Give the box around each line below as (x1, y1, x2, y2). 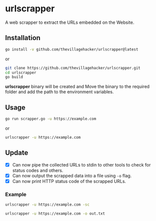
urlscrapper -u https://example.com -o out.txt (5, 211, 105, 216)
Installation (5, 34, 41, 42)
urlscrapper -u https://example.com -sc (5, 202, 90, 207)
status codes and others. (12, 167, 63, 173)
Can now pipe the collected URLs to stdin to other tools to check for (12, 162, 151, 167)
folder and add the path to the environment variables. (5, 89, 114, 95)
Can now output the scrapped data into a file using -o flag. (12, 172, 132, 178)
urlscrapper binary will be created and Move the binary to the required (5, 84, 150, 90)
